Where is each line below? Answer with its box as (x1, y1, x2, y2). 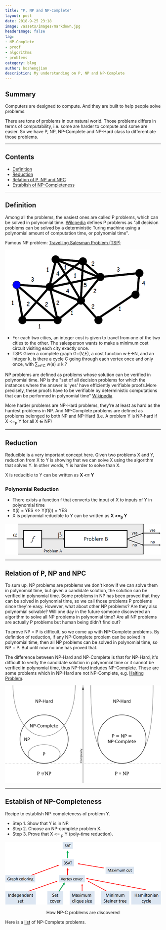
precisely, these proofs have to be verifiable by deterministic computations (5, 387, 158, 393)
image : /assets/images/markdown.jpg (5, 24, 81, 29)
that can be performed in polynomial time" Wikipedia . (5, 393, 114, 399)
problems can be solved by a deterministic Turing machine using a (5, 225, 141, 231)
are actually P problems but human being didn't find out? (5, 619, 121, 625)
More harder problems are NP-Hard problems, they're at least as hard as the (5, 402, 161, 408)
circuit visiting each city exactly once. (12, 345, 89, 351)
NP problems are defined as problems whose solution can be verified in (5, 372, 151, 378)
